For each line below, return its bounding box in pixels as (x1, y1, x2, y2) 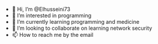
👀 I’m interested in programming (11, 12, 92, 19)
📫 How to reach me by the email (11, 32, 94, 38)
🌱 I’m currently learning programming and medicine (11, 18, 140, 25)
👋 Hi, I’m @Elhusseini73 (11, 6, 71, 12)
